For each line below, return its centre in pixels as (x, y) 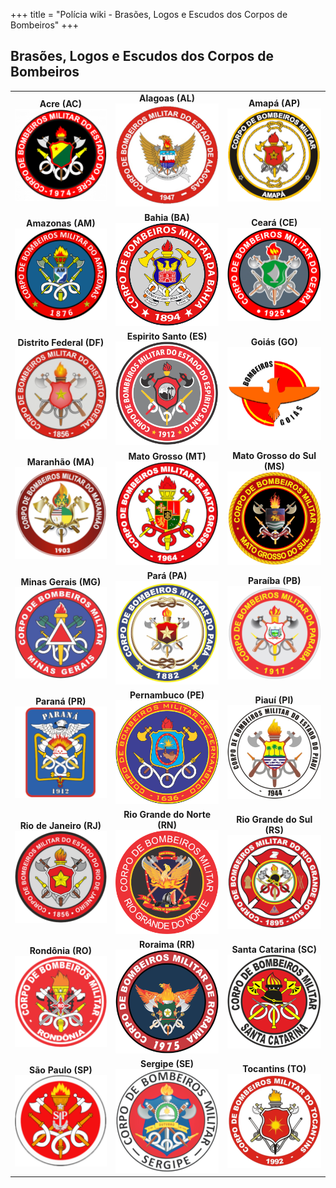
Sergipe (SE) (167, 1064)
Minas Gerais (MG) (61, 581)
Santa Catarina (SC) (274, 950)
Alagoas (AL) (167, 98)
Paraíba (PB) (274, 581)
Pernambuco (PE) (167, 695)
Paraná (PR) (61, 701)
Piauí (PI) (274, 700)
